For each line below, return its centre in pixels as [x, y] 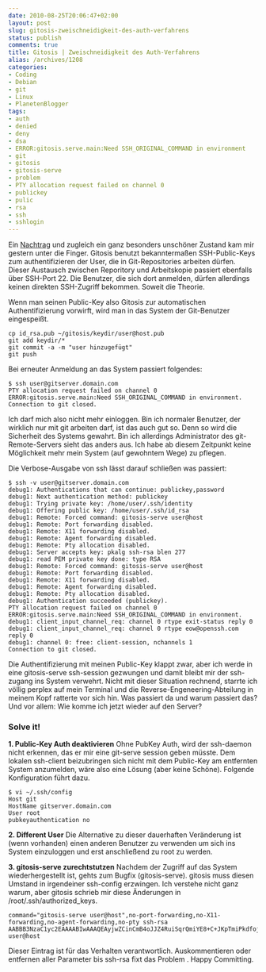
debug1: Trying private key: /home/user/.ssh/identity [101, 504]
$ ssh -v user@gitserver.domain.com [68, 483]
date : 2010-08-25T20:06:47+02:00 [63, 15]
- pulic [21, 200]
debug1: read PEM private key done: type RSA [84, 559]
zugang [21, 681]
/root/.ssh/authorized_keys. [53, 901]
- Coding [23, 75]
